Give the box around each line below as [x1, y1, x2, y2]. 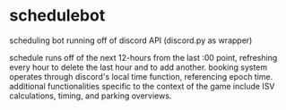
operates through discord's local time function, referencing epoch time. [9, 71, 273, 81]
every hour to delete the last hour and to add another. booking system [9, 62, 268, 72]
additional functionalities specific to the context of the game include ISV [9, 80, 275, 91]
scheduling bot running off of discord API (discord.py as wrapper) [9, 35, 253, 46]
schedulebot [9, 5, 106, 26]
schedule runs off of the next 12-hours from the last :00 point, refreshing [9, 52, 278, 63]
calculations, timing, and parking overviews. [9, 90, 172, 101]
